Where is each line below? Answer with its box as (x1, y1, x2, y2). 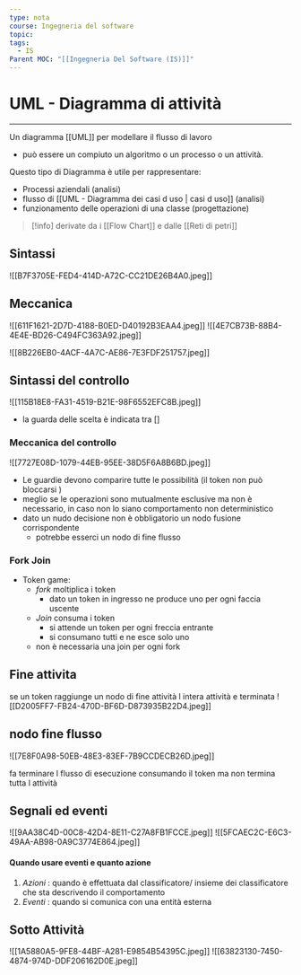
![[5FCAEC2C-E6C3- (214, 827, 292, 838)
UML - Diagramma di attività (9, 93, 222, 114)
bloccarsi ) (21, 484, 63, 495)
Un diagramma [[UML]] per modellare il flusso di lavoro (9, 131, 213, 142)
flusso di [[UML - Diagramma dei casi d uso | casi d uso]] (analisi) (21, 193, 265, 204)
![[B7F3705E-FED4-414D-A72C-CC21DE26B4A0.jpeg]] (9, 270, 213, 281)
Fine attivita (9, 667, 77, 682)
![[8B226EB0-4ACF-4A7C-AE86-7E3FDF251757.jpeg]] (9, 347, 211, 357)
